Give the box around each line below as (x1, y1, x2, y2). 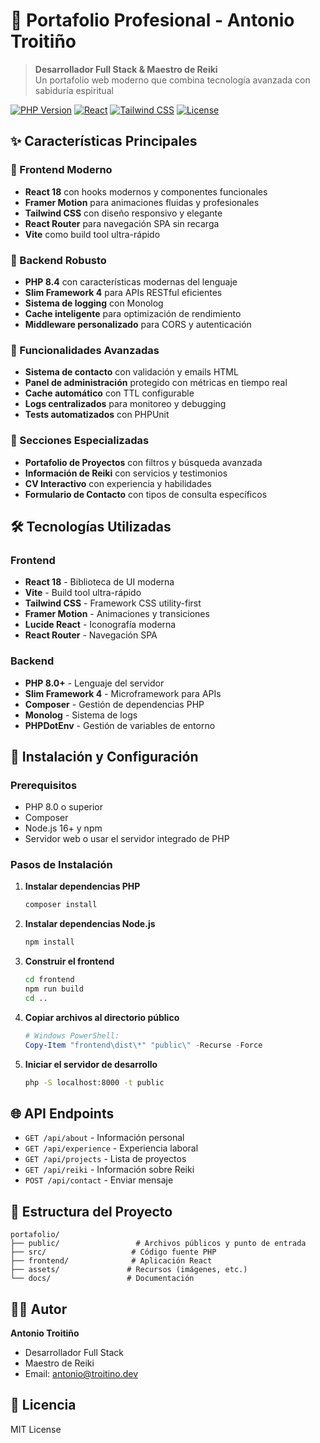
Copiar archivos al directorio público (24, 1011, 180, 1023)
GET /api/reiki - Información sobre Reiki (24, 1164, 195, 1176)
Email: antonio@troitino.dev (24, 1367, 139, 1379)
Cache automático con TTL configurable (24, 387, 195, 399)
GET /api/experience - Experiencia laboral (24, 1142, 199, 1154)
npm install (24, 937, 75, 948)
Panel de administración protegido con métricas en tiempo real (24, 377, 288, 389)
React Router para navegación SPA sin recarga (24, 217, 220, 229)
